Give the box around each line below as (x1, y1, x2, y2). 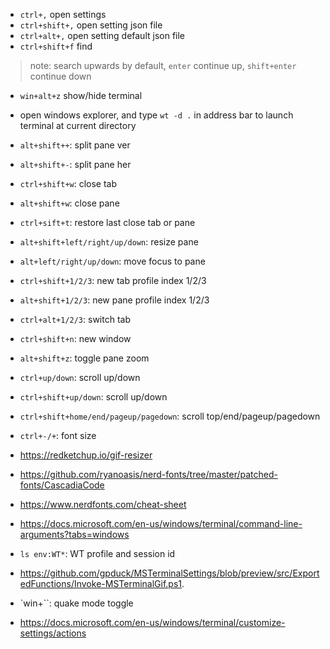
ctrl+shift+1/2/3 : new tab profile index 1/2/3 (19, 275, 207, 286)
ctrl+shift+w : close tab (19, 178, 118, 189)
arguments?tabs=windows (19, 529, 130, 540)
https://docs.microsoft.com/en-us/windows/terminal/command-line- (19, 518, 303, 529)
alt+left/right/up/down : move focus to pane (19, 255, 206, 267)
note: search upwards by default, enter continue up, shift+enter (29, 60, 297, 71)
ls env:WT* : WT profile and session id (19, 548, 176, 559)
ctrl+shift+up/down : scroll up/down (19, 391, 168, 403)
